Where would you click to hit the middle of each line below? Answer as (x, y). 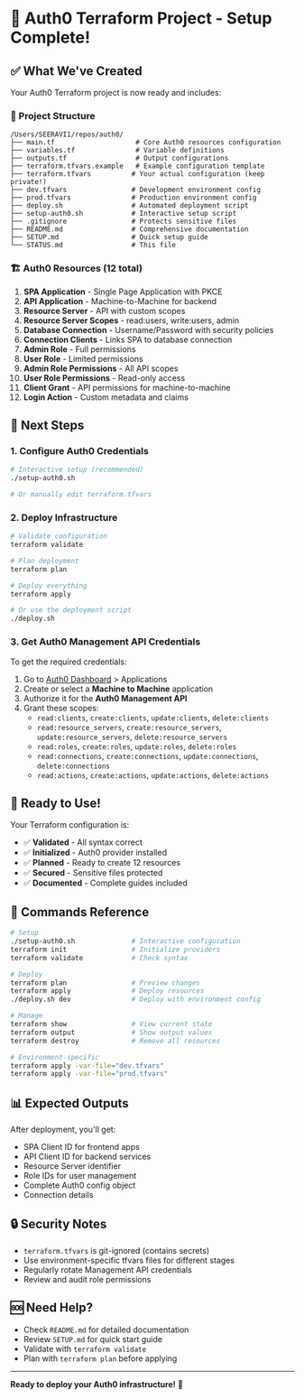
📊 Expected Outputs (69, 1103)
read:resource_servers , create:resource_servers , (129, 727)
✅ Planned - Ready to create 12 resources (102, 863)
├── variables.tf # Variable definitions (117, 151)
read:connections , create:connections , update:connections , (147, 755)
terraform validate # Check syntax (99, 958)
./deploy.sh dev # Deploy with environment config (135, 1000)
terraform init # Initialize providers (115, 950)
